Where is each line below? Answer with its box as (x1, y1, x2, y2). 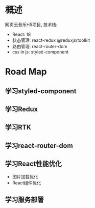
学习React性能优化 (5, 160, 62, 168)
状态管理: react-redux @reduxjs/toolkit (12, 37, 90, 43)
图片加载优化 (12, 174, 38, 180)
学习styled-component (5, 87, 77, 95)
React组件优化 (12, 180, 42, 185)
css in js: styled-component (12, 49, 69, 54)
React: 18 (12, 31, 31, 37)
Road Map (5, 66, 47, 78)
